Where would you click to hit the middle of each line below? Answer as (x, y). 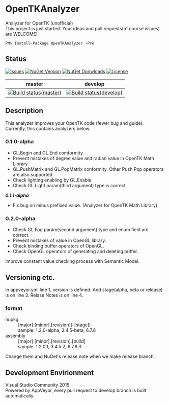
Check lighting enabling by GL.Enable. (53, 180)
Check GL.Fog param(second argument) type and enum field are (80, 230)
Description (24, 111)
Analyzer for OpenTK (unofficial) (39, 23)
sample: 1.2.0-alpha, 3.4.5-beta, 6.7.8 (57, 330)
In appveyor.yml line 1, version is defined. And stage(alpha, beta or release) (84, 289)
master (35, 84)
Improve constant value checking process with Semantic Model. (73, 261)
